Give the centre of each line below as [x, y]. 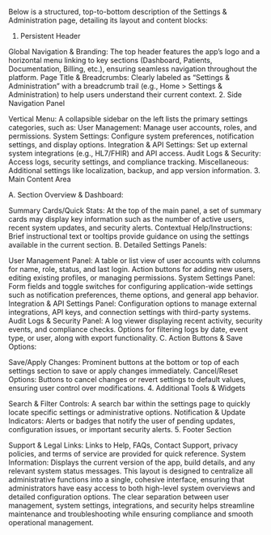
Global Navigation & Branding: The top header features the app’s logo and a [134, 51]
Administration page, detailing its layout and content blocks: [108, 20]
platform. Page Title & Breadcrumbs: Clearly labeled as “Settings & [119, 77]
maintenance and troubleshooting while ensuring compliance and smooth [131, 514]
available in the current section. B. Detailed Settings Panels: [108, 245]
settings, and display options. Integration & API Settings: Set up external [128, 144]
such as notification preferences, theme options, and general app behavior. [133, 295]
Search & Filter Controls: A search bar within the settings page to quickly [129, 403]
